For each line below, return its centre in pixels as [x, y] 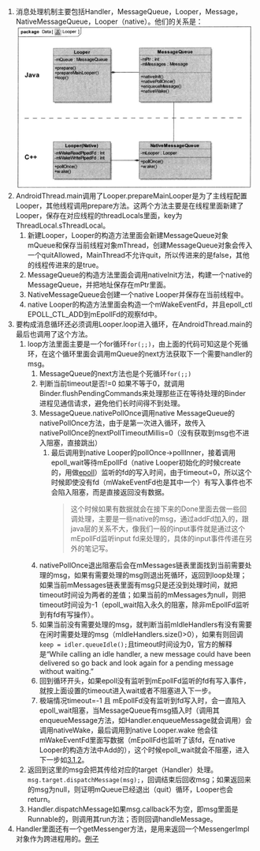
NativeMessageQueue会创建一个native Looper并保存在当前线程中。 [137, 295]
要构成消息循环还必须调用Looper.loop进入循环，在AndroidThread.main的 [134, 324]
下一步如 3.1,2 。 [64, 760]
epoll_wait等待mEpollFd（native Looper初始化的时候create [146, 463]
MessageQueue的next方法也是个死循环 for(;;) [115, 374]
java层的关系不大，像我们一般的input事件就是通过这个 [158, 529]
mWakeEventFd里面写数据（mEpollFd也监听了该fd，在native [137, 740]
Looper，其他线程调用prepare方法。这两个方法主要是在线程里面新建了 [130, 206]
